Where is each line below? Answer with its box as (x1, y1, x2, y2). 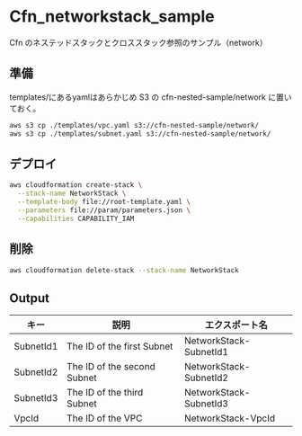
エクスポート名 (204, 319, 268, 332)
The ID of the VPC (67, 412, 143, 424)
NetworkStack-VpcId (183, 412, 276, 424)
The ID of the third (67, 387, 144, 399)
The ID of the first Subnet (67, 340, 173, 352)
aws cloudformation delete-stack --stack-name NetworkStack (9, 265, 240, 275)
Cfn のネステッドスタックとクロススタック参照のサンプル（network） (9, 37, 268, 48)
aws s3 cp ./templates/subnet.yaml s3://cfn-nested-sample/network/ (9, 129, 271, 138)
